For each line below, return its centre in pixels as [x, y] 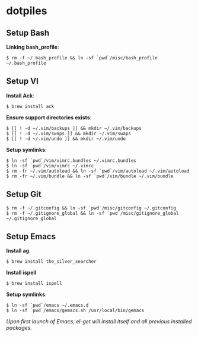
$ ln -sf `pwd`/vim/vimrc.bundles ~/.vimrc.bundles [71, 160]
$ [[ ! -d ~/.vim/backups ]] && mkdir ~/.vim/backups [74, 128]
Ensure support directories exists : [49, 117]
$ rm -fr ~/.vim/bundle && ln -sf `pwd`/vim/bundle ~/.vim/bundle [90, 176]
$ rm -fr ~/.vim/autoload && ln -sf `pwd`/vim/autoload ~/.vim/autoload [98, 171]
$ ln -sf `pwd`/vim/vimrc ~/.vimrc [50, 166]
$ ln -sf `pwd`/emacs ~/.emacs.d [47, 306]
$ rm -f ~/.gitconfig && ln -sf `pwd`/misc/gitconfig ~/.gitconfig [91, 208]
